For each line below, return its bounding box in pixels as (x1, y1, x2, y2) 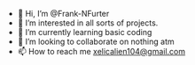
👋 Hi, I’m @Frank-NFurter (17, 9, 110, 18)
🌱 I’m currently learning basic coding (17, 27, 152, 37)
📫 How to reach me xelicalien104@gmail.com (17, 47, 186, 56)
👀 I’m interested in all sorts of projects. (17, 18, 159, 28)
